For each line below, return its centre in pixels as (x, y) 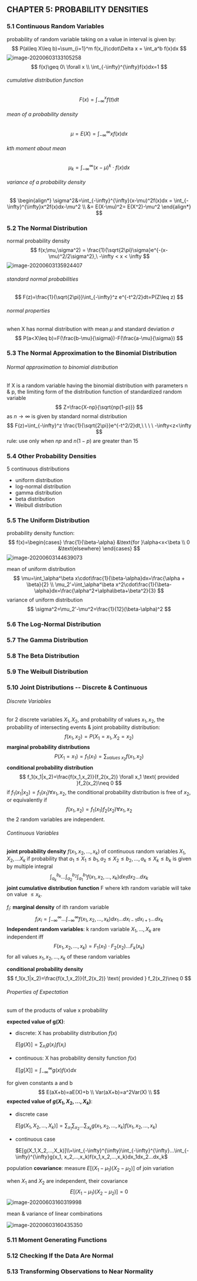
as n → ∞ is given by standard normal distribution (67, 416)
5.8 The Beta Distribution (43, 656)
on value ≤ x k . (25, 895)
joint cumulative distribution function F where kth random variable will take (99, 888)
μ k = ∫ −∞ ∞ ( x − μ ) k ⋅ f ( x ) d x (99, 167)
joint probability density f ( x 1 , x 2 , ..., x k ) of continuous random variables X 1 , (96, 852)
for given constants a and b (40, 1083)
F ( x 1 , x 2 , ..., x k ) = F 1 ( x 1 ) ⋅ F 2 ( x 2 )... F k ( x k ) (99, 947)
